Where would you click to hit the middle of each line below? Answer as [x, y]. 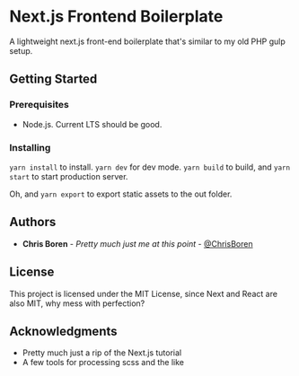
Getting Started [53, 79]
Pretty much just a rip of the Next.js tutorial [102, 353]
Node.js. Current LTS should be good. [92, 124]
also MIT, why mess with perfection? [77, 303]
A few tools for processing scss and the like [103, 363]
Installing [30, 147]
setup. [21, 50]
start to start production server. [69, 176]
